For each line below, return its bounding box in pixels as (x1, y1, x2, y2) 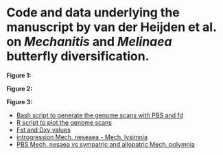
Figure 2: (6, 84, 33, 93)
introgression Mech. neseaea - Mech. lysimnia (16, 132, 148, 141)
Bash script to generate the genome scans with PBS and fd (16, 111, 183, 119)
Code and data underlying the (6, 5, 180, 21)
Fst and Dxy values (16, 126, 71, 134)
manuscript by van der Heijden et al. (6, 19, 217, 35)
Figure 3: (6, 97, 33, 106)
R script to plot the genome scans (16, 118, 113, 126)
